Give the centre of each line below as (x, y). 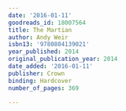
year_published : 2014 (44, 52)
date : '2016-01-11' (40, 15)
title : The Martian (40, 30)
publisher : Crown (37, 73)
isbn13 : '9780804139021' (49, 45)
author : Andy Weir (38, 37)
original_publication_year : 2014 (63, 59)
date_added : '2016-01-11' (50, 66)
